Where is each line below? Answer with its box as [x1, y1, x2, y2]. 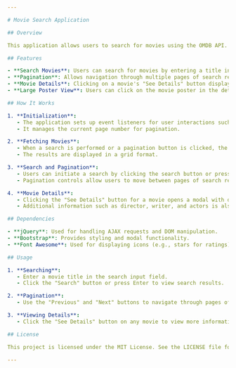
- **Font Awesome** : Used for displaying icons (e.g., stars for [7, 241, 202, 248]
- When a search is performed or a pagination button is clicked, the [16, 145, 228, 152]
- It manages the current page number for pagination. [16, 125, 181, 132]
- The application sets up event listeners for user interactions [16, 119, 216, 126]
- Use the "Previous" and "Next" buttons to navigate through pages [16, 299, 221, 306]
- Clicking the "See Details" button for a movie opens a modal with [16, 196, 225, 203]
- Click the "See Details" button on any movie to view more [16, 318, 199, 325]
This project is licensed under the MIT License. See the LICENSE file [7, 343, 221, 350]
